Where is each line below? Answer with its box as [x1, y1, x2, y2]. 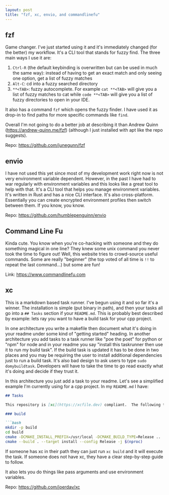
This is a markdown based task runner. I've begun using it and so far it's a [5, 299, 158, 305]
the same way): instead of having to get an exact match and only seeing [12, 70, 162, 76]
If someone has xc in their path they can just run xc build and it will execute [5, 448, 163, 454]
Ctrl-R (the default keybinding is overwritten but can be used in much [12, 65, 157, 71]
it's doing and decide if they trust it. [5, 368, 79, 374]
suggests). [5, 132, 28, 139]
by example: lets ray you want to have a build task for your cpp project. [5, 315, 152, 321]
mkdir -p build [5, 425, 37, 430]
